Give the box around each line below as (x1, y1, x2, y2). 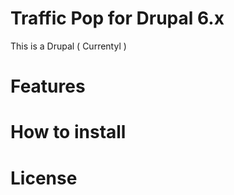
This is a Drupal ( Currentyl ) (10, 40, 127, 52)
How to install (10, 121, 127, 144)
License (10, 167, 78, 189)
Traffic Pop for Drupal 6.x (10, 7, 225, 30)
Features (10, 75, 86, 98)
